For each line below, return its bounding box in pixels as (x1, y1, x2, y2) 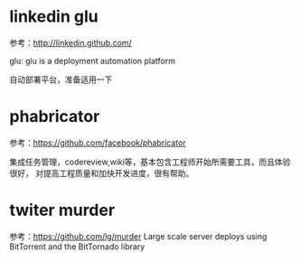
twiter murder (9, 200, 116, 220)
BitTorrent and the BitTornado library (9, 241, 145, 252)
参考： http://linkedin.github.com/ (9, 37, 133, 48)
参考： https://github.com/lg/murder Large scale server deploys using (9, 230, 267, 241)
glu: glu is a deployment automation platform (9, 55, 176, 66)
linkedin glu (9, 6, 98, 27)
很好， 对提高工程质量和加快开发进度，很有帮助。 (9, 167, 194, 178)
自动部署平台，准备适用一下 (9, 74, 113, 85)
